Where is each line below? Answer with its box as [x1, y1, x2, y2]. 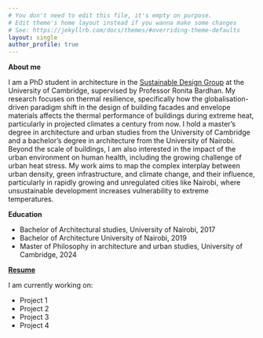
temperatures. [8, 194, 54, 204]
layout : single [8, 33, 58, 42]
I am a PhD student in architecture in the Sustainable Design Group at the [8, 78, 245, 87]
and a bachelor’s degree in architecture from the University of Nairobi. [8, 136, 236, 145]
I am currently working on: [8, 281, 93, 290]
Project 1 [19, 296, 48, 305]
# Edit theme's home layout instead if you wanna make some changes [8, 19, 237, 27]
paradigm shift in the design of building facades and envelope [30, 103, 231, 112]
